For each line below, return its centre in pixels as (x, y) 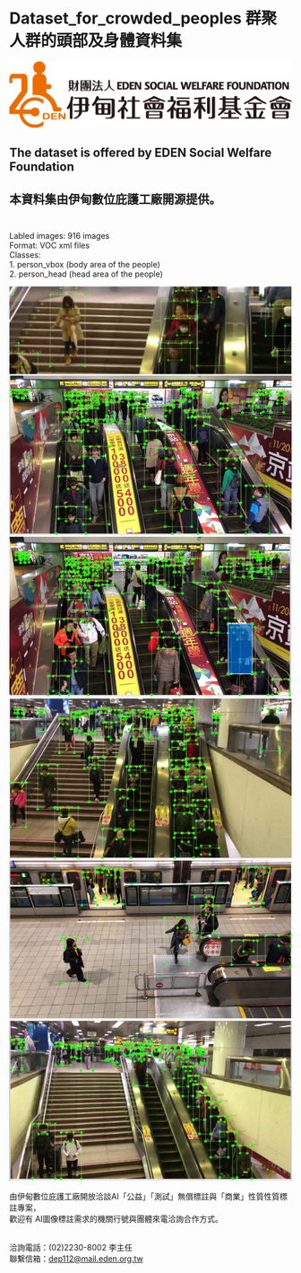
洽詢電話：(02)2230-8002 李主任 (71, 1247)
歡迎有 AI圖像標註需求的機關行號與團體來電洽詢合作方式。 (116, 1218)
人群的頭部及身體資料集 (96, 41)
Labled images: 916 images (60, 235)
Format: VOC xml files (50, 245)
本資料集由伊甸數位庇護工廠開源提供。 (115, 200)
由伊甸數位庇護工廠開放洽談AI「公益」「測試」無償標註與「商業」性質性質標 (149, 1196)
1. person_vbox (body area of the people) (85, 264)
